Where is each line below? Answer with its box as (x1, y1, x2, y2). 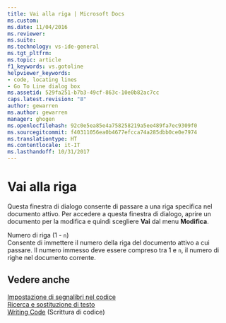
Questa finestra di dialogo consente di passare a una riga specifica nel (7, 202, 213, 211)
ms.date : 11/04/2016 (7, 23, 69, 30)
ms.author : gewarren (7, 109, 69, 116)
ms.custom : (7, 17, 40, 24)
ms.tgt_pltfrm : (7, 50, 52, 57)
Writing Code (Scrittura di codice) (7, 307, 105, 316)
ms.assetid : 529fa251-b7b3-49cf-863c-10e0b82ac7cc (7, 89, 160, 96)
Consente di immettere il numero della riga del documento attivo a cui (7, 238, 210, 247)
